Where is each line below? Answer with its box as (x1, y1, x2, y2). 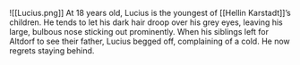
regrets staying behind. (9, 45, 95, 56)
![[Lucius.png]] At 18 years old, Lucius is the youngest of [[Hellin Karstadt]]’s (9, 8, 291, 18)
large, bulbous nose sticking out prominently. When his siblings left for (9, 27, 269, 37)
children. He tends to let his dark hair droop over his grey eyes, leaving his (9, 17, 284, 28)
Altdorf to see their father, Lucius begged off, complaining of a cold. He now (9, 36, 291, 46)
